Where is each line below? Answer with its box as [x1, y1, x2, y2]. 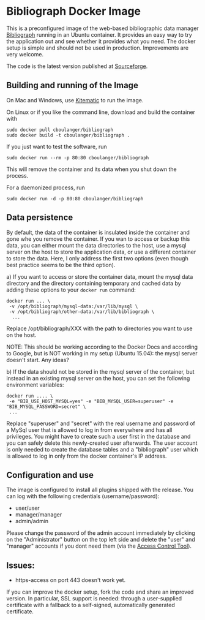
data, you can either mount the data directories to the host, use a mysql [6, 241, 187, 249]
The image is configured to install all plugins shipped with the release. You [6, 486, 194, 494]
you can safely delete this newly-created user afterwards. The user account [6, 439, 198, 447]
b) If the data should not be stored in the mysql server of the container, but [6, 368, 195, 375]
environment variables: [6, 381, 64, 388]
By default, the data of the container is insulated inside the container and [6, 229, 190, 236]
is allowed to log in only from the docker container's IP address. [6, 452, 167, 459]
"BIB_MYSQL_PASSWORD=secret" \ [6, 403, 86, 410]
